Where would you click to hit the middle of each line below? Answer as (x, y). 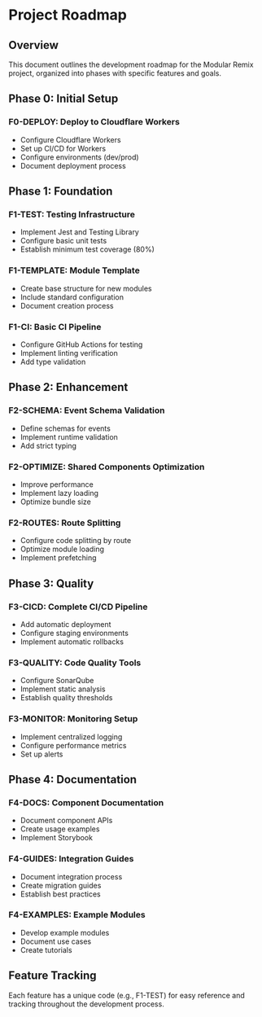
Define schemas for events (65, 428)
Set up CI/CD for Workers (63, 148)
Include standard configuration (72, 297)
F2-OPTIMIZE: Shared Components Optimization (107, 467)
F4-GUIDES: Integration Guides (71, 859)
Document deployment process (73, 165)
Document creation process (67, 305)
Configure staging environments (74, 633)
